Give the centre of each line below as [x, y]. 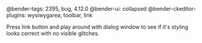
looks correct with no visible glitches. [53, 33]
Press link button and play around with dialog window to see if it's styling [97, 27]
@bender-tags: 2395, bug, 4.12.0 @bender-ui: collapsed [76, 9]
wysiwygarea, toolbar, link [60, 15]
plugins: [16, 15]
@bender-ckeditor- [172, 9]
